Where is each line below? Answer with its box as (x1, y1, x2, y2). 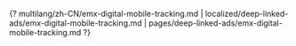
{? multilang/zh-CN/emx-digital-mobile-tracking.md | (9, 9, 204, 19)
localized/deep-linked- (204, 9, 289, 19)
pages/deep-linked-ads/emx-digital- (148, 18, 283, 28)
